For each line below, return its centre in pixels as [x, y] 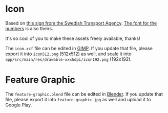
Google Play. [19, 105]
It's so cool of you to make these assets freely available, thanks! [73, 38]
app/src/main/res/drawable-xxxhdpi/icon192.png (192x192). [68, 59]
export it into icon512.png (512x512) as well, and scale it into [68, 54]
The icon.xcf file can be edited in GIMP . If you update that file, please [79, 48]
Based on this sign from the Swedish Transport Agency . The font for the [81, 23]
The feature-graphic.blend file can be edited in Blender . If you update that [84, 94]
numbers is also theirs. [29, 28]
